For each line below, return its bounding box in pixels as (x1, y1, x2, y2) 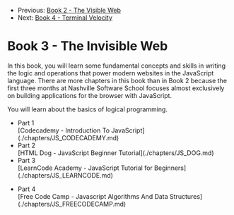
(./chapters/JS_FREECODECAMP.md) (17, 199, 127, 208)
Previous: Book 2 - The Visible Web (17, 6, 122, 14)
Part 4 (17, 185, 36, 193)
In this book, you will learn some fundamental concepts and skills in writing (7, 61, 226, 70)
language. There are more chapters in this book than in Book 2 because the (7, 76, 228, 85)
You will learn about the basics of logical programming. (7, 105, 168, 113)
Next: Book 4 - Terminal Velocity (17, 13, 113, 22)
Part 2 (17, 141, 36, 149)
